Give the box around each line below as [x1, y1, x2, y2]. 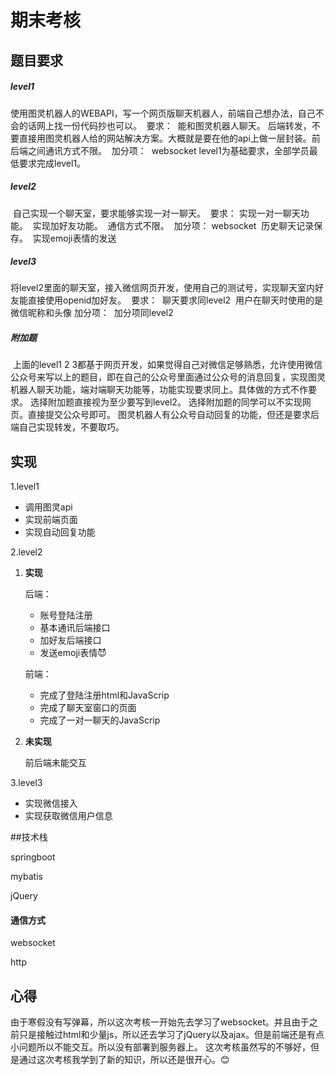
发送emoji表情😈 [39, 647, 107, 659]
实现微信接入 [24, 797, 78, 810]
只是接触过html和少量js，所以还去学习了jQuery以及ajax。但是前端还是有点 [18, 1029, 325, 1041]
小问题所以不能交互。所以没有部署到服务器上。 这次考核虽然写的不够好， [10, 1041, 311, 1053]
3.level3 [10, 777, 43, 789]
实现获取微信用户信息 [24, 810, 113, 822]
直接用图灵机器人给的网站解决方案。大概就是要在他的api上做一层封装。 [18, 132, 312, 144]
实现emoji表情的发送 [32, 232, 117, 244]
